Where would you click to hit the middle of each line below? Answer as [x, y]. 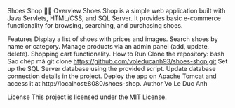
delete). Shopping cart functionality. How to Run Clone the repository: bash [116, 54]
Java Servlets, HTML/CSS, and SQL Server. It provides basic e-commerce [114, 18]
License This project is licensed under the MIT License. [87, 97]
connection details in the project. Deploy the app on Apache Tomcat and [112, 76]
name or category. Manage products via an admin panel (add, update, [108, 46]
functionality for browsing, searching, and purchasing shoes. [95, 25]
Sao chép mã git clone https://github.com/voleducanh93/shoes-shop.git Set [117, 61]
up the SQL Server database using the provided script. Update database [112, 69]
